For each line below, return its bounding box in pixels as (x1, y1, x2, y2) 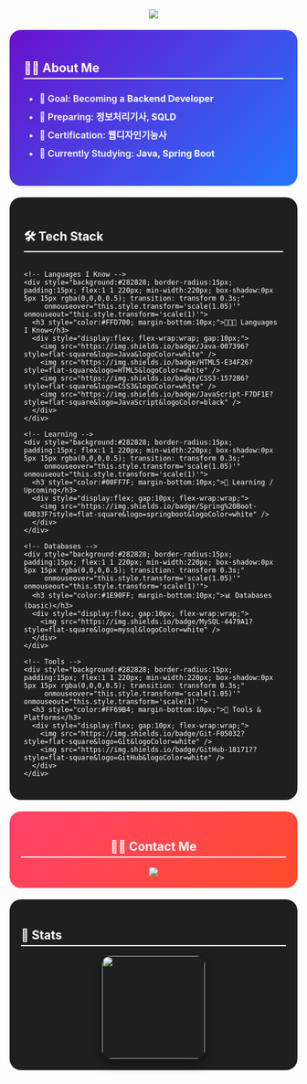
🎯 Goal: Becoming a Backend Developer (39, 91, 215, 104)
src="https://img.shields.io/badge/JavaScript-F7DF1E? (60, 389, 274, 399)
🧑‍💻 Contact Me (110, 839, 197, 855)
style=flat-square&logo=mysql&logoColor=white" (24, 625, 208, 634)
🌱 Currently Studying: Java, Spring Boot (39, 146, 216, 159)
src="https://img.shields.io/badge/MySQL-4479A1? (60, 617, 253, 626)
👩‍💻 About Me (24, 60, 101, 76)
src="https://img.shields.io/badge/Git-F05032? (60, 728, 245, 739)
